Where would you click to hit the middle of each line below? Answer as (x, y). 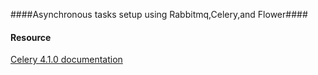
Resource (31, 37)
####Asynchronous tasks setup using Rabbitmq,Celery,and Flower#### (159, 14)
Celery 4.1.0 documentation (66, 60)
